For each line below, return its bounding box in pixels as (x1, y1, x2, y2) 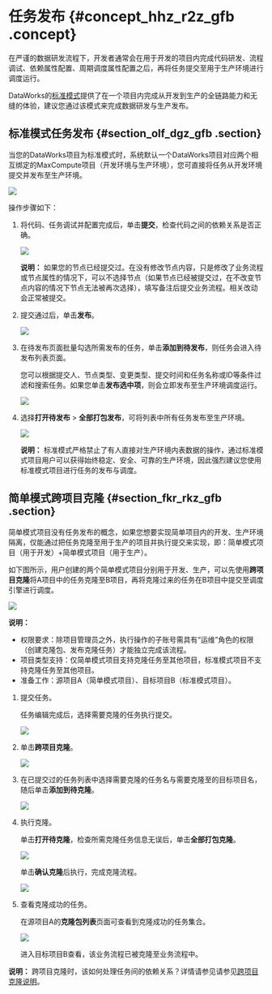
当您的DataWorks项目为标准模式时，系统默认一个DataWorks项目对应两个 (8, 149, 252, 159)
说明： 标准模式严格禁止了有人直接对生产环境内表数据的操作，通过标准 (19, 445, 257, 454)
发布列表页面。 (19, 352, 70, 362)
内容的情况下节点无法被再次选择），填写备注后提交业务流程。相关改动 (27, 282, 258, 292)
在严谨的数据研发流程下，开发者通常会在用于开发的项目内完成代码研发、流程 (8, 53, 264, 62)
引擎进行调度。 (8, 585, 58, 595)
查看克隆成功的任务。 (19, 899, 91, 909)
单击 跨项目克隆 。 (19, 742, 78, 751)
